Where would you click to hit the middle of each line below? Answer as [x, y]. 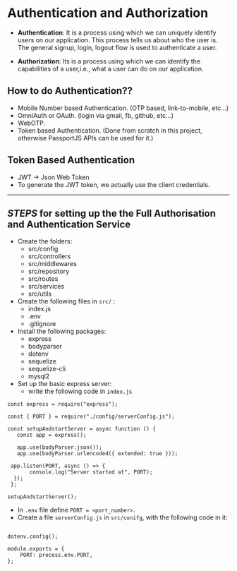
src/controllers [49, 256]
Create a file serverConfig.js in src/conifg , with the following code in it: [122, 517]
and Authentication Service [69, 224]
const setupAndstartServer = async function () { [82, 429]
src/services [46, 287]
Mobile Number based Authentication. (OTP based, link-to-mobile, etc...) [123, 108]
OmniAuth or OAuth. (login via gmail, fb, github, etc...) [96, 115]
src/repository [49, 271]
